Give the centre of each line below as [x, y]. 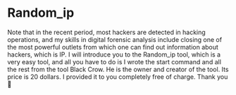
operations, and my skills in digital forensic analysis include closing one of [115, 39]
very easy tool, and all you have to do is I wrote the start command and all [114, 61]
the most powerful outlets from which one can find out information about [113, 47]
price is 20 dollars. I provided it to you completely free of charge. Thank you [118, 76]
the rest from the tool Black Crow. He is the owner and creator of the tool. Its [118, 69]
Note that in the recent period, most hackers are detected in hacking [106, 32]
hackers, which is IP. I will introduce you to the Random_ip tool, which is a [114, 54]
